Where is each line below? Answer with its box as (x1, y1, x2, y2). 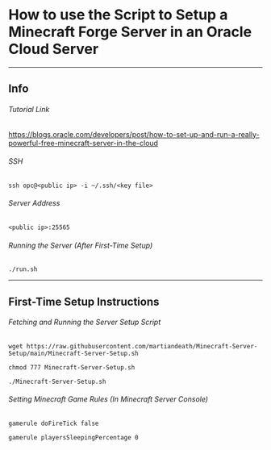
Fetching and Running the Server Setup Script (8, 317, 161, 327)
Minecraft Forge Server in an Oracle (8, 23, 252, 41)
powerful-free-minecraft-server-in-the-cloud (8, 138, 159, 148)
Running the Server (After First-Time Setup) (8, 240, 153, 250)
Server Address (8, 198, 60, 208)
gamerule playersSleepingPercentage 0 (8, 433, 139, 441)
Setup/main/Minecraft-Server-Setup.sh (8, 349, 139, 357)
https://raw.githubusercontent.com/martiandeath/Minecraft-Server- (26, 342, 258, 350)
